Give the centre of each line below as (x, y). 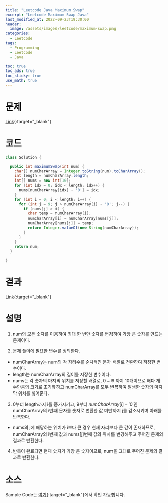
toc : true (16, 66)
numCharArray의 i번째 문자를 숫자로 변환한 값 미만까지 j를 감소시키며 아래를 (87, 410)
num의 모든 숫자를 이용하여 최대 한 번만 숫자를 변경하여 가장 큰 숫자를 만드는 (88, 334)
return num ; (27, 246)
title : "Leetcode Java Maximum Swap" (45, 10)
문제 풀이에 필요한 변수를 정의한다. (46, 351)
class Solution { (23, 157)
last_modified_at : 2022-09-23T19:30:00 (47, 19)
